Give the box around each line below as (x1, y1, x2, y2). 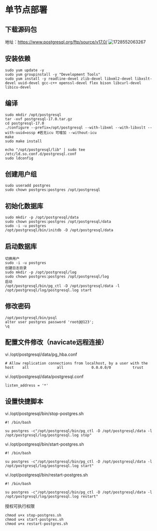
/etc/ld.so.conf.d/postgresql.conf (5, 151, 77, 156)
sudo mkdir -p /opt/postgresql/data (5, 215, 79, 220)
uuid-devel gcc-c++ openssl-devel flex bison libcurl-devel (17, 81, 142, 85)
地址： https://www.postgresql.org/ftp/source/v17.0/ (5, 39, 108, 45)
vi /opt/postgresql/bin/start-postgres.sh (5, 441, 84, 447)
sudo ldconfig (5, 156, 34, 161)
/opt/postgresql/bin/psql (5, 315, 57, 320)
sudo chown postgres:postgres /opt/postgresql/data (5, 219, 111, 224)
